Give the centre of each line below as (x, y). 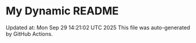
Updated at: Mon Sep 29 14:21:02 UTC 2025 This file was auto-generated (98, 27)
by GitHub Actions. (29, 33)
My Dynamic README (62, 11)
